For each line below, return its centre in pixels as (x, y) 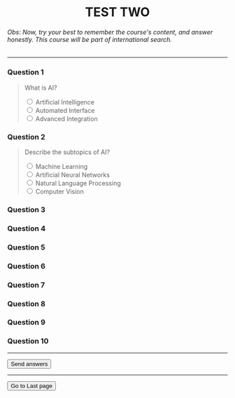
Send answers (29, 364)
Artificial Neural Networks (73, 174)
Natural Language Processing (78, 183)
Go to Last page (31, 386)
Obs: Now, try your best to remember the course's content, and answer (110, 32)
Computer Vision (59, 191)
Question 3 (26, 210)
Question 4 (27, 228)
